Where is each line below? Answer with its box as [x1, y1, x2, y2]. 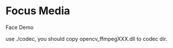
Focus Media [5, 4, 71, 18]
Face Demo [5, 24, 34, 31]
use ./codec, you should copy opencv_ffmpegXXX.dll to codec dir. [5, 35, 168, 42]
